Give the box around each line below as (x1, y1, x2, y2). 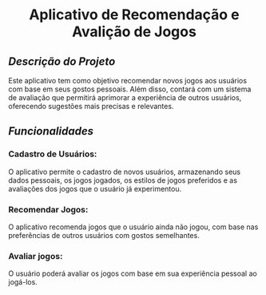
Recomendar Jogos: (8, 204, 89, 215)
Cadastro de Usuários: (8, 148, 97, 160)
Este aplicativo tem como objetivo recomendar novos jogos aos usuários (8, 76, 248, 85)
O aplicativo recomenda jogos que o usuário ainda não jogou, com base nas (8, 222, 259, 232)
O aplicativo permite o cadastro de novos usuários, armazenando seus (8, 167, 241, 176)
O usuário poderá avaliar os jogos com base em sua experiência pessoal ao (8, 269, 257, 278)
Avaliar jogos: (8, 250, 63, 261)
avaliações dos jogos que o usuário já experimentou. (8, 184, 182, 193)
